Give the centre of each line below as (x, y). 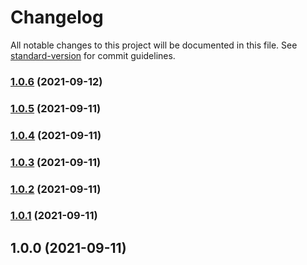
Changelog (57, 17)
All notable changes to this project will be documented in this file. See (154, 45)
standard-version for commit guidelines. (93, 55)
